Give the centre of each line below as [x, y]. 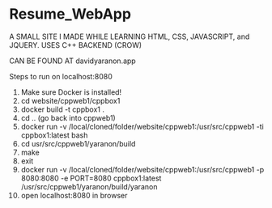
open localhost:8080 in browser [74, 195]
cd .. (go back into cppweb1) [68, 117]
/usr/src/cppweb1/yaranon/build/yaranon [89, 186]
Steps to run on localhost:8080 [61, 76]
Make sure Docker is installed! [71, 92]
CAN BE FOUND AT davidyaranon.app [72, 61]
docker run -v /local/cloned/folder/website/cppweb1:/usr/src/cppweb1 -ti [142, 126]
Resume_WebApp [70, 14]
